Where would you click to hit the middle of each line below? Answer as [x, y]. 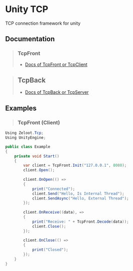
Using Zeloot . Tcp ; [24, 133]
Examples [21, 108]
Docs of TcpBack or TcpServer [57, 92]
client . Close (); [49, 226]
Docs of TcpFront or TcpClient [56, 64]
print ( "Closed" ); [50, 250]
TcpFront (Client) [39, 122]
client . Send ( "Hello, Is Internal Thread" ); [78, 193]
